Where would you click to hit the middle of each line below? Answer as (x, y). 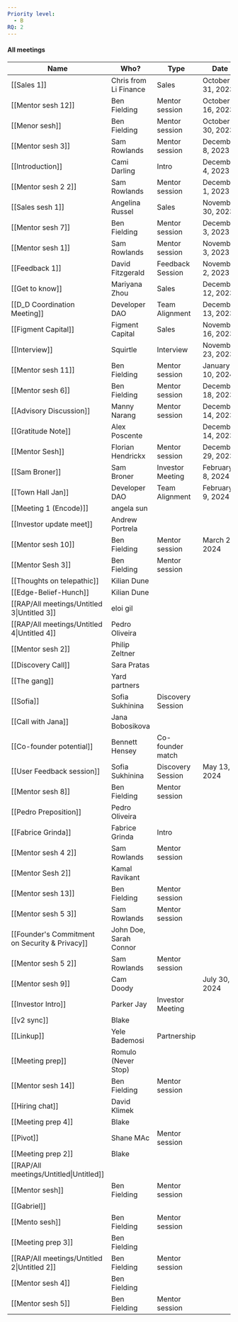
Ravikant (125, 877)
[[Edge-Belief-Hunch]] (50, 592)
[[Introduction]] (36, 166)
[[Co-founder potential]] (52, 746)
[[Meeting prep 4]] (42, 1122)
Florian (123, 447)
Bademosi (127, 1040)
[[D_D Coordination (43, 304)
